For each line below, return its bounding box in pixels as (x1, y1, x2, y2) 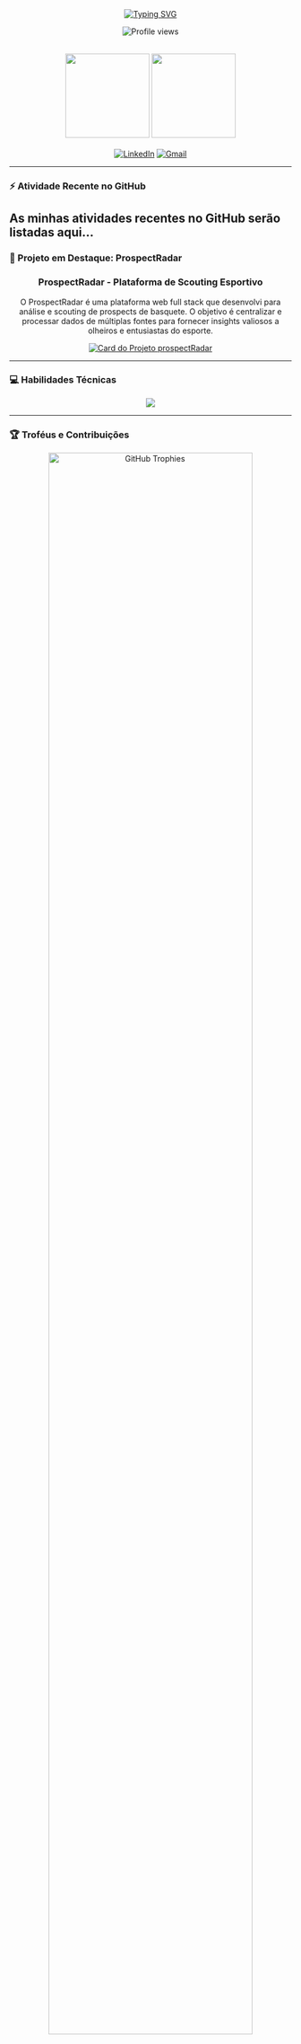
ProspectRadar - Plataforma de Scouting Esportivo (38, 276, 263, 288)
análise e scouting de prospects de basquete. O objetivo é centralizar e (19, 305, 282, 317)
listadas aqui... (9, 225, 94, 241)
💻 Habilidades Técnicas (9, 374, 116, 386)
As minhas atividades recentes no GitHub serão (9, 211, 280, 226)
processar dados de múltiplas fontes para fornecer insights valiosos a (21, 315, 279, 326)
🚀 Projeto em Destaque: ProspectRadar (9, 251, 183, 264)
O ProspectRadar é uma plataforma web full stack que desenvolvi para (20, 296, 281, 307)
